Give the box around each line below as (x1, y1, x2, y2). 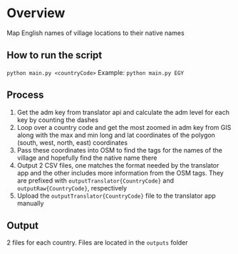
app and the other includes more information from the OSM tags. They (16, 168, 224, 177)
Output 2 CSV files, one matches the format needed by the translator (16, 161, 219, 169)
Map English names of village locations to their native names (6, 29, 185, 37)
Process (6, 89, 44, 101)
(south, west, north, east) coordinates (16, 138, 128, 147)
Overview (6, 5, 66, 21)
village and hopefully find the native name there (16, 153, 157, 162)
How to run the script (6, 49, 103, 61)
